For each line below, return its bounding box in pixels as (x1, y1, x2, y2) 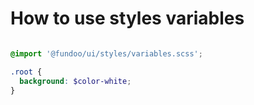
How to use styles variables (10, 7, 245, 30)
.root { (10, 67, 43, 77)
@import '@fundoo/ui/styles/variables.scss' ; (10, 48, 203, 59)
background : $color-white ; (19, 76, 132, 86)
